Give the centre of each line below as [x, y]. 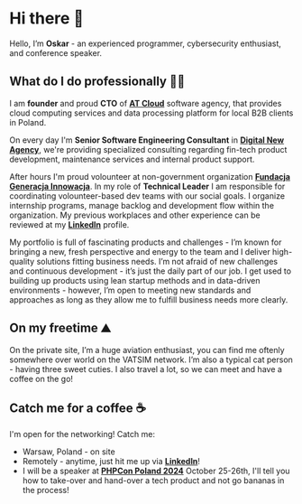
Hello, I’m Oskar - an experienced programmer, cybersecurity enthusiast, [146, 43]
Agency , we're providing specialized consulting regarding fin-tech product [148, 149]
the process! [46, 490]
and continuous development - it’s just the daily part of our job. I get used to [150, 271]
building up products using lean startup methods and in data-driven [135, 280]
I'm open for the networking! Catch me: [82, 434]
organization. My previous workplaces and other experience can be [135, 215]
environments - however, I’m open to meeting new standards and [130, 290]
